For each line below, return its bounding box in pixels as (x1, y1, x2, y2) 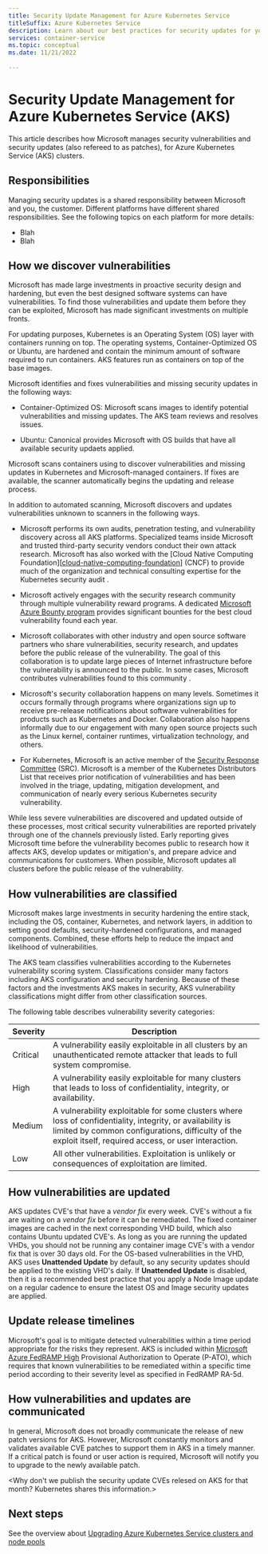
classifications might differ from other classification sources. (8, 992, 207, 1001)
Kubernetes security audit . (19, 575, 109, 585)
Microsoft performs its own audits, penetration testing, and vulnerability (19, 524, 256, 534)
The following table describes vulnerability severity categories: (8, 1007, 215, 1017)
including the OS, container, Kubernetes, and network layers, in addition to (8, 917, 253, 926)
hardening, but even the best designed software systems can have (8, 289, 227, 298)
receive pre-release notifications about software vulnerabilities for (19, 706, 238, 716)
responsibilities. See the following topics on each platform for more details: (8, 212, 254, 222)
